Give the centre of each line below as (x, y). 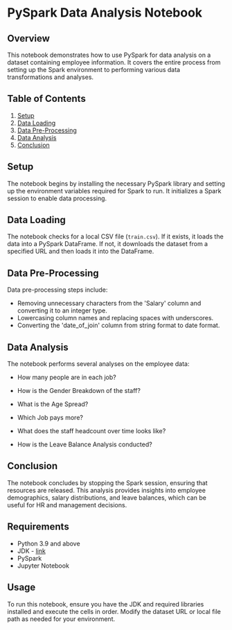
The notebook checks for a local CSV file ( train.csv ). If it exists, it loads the (115, 236)
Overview (29, 38)
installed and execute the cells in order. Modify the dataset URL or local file (114, 611)
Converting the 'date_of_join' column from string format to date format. (118, 325)
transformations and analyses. (51, 77)
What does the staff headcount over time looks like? (91, 431)
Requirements (38, 527)
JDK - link (32, 551)
